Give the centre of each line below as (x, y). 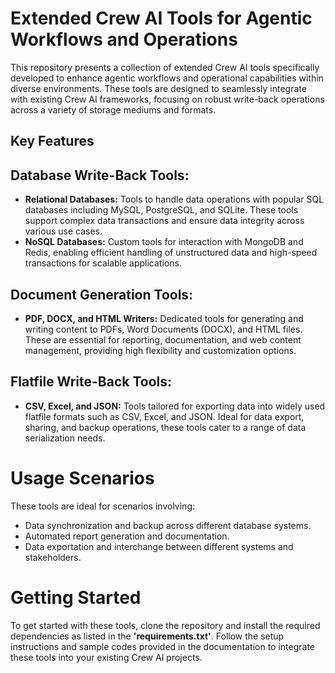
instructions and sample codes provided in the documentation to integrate (162, 646)
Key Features (52, 141)
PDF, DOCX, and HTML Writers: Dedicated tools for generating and (164, 318)
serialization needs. (65, 438)
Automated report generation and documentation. (127, 536)
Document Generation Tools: (102, 294)
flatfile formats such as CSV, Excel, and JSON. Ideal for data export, (164, 416)
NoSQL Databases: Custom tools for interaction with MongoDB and (164, 242)
